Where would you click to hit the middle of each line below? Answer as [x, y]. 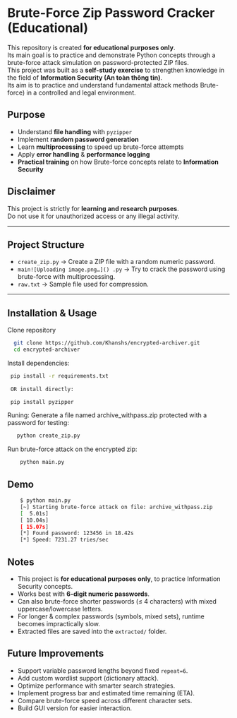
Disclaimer [31, 192]
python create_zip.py [48, 436]
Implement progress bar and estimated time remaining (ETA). [106, 693]
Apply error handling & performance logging [84, 154]
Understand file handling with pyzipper [75, 131]
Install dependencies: [38, 363]
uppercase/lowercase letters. [60, 609]
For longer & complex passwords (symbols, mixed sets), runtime [111, 616]
